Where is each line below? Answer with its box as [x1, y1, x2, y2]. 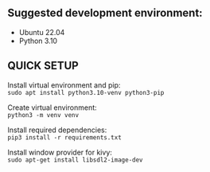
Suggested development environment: [7, 6, 204, 20]
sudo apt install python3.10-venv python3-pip [7, 88, 165, 96]
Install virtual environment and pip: [7, 80, 121, 90]
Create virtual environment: [7, 103, 97, 112]
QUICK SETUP [7, 59, 79, 72]
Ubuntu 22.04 [18, 27, 65, 37]
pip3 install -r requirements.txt [7, 133, 122, 142]
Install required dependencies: [7, 125, 107, 135]
